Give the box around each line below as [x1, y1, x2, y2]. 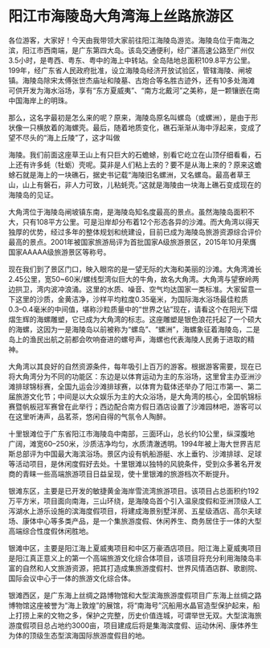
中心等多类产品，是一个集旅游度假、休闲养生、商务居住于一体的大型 [35, 516, 262, 526]
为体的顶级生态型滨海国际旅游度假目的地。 [8, 630, 149, 640]
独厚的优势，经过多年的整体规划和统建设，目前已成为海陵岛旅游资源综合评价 [8, 226, 262, 237]
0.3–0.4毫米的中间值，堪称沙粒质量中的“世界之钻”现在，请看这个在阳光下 [8, 304, 251, 314]
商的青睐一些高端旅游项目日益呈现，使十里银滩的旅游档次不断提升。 [8, 469, 234, 479]
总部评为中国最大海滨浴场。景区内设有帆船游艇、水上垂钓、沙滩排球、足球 [14, 449, 262, 458]
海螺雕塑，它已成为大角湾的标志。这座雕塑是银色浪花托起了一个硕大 [35, 314, 262, 324]
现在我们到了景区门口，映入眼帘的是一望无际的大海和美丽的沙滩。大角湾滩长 [8, 264, 262, 274]
